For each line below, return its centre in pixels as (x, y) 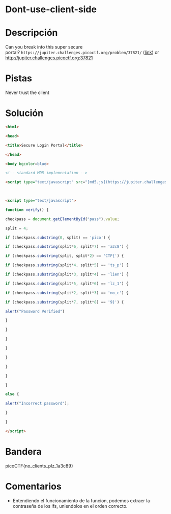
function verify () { (27, 210)
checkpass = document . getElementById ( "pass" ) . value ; (62, 219)
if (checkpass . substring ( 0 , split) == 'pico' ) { (58, 238)
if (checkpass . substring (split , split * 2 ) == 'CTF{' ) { (65, 256)
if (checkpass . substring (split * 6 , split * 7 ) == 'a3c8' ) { (67, 247)
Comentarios (34, 486)
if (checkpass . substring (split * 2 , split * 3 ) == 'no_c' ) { (67, 293)
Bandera (23, 451)
